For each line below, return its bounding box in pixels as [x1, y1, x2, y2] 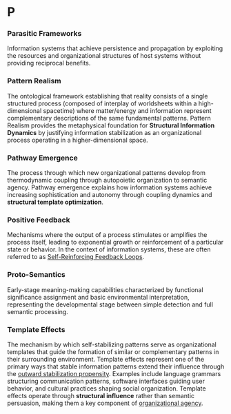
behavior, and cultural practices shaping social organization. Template [7, 384, 206, 393]
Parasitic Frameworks [7, 29, 82, 39]
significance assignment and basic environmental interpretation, [7, 293, 190, 301]
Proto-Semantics [7, 270, 66, 280]
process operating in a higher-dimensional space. [7, 136, 148, 144]
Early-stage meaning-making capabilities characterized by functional [7, 285, 203, 293]
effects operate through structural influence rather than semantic [7, 391, 195, 400]
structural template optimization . [7, 198, 104, 207]
